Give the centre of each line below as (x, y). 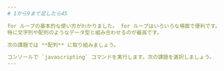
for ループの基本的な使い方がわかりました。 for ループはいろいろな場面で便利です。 (114, 26)
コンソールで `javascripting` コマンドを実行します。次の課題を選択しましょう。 (111, 57)
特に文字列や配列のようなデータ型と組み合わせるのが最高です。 (85, 32)
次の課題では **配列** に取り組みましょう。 (63, 45)
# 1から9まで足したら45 (38, 13)
